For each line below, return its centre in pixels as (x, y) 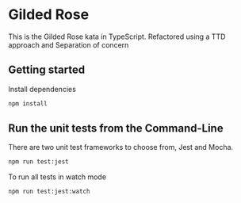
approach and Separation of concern (69, 44)
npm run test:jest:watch (49, 192)
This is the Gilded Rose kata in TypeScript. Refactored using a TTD (117, 36)
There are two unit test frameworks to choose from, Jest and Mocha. (121, 147)
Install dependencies (42, 89)
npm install (28, 103)
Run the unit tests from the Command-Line (116, 128)
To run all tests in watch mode (57, 177)
